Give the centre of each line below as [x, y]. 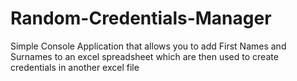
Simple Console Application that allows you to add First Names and [148, 46]
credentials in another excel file [75, 67]
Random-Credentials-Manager [141, 18]
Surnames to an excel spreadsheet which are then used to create [144, 56]
